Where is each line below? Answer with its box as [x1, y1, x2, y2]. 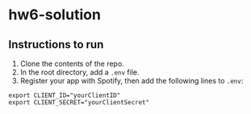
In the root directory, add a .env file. [19, 67, 140, 77]
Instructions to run [8, 38, 104, 51]
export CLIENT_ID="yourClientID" [8, 92, 121, 100]
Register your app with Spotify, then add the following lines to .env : [19, 76, 244, 85]
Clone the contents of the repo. [19, 59, 125, 68]
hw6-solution [8, 6, 101, 24]
